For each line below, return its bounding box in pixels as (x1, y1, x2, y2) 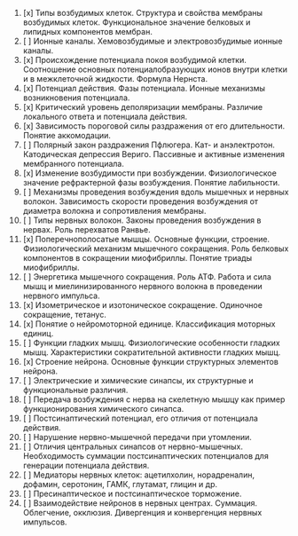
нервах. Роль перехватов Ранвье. (22, 225, 151, 234)
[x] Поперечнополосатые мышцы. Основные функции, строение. (22, 234, 270, 244)
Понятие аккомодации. (22, 130, 112, 140)
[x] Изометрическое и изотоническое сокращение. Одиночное (22, 300, 263, 310)
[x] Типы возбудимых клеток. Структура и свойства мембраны (22, 8, 263, 18)
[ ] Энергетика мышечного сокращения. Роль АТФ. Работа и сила (22, 272, 271, 282)
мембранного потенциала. (22, 159, 125, 169)
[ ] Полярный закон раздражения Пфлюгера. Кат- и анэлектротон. (22, 139, 276, 150)
